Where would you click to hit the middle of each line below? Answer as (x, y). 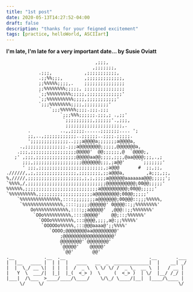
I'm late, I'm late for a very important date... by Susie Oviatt (81, 51)
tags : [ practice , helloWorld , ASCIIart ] (58, 34)
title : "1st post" (29, 12)
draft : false (23, 23)
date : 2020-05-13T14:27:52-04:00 (48, 17)
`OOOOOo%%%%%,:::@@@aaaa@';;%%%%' (84, 226)
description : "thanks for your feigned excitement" (72, 29)
